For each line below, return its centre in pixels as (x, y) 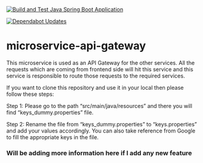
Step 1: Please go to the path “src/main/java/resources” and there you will (99, 106)
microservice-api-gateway (76, 46)
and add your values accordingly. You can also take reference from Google (101, 131)
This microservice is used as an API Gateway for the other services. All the (101, 63)
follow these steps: (30, 94)
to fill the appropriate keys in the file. (53, 137)
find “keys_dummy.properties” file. (50, 112)
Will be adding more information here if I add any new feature (99, 153)
